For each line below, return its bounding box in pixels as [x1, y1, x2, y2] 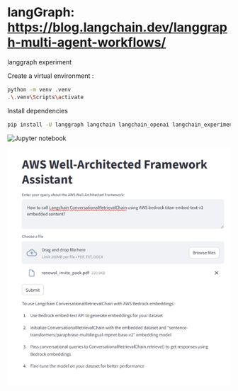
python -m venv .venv [7, 86, 72, 93]
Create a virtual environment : [7, 72, 94, 80]
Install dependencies [7, 106, 69, 115]
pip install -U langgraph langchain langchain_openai [7, 121, 170, 128]
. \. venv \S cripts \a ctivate [7, 93, 84, 101]
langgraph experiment [7, 57, 72, 66]
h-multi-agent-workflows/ [7, 35, 166, 50]
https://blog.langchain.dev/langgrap [7, 19, 228, 35]
